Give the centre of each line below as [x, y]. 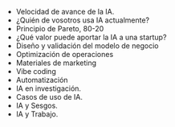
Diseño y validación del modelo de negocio [87, 46]
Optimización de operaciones [65, 54]
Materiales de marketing [56, 63]
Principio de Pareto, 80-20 [60, 29]
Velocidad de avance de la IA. [65, 12]
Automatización [42, 80]
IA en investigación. [49, 88]
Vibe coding [36, 71]
